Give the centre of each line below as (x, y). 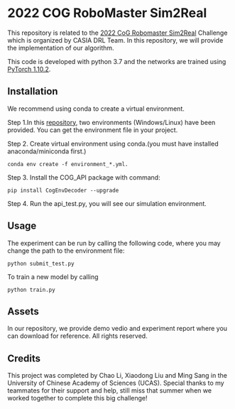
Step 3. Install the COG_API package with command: (84, 177)
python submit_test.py (41, 263)
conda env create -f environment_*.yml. (68, 164)
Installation (33, 91)
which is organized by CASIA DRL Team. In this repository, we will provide (115, 40)
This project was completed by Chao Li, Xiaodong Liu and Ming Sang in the (117, 376)
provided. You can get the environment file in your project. (93, 130)
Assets (23, 311)
